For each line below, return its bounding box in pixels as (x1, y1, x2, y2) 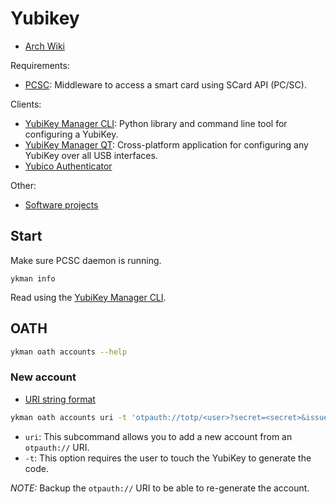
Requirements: (10, 59, 70, 71)
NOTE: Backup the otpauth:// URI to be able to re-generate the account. (10, 482, 310, 494)
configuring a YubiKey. (24, 128, 119, 140)
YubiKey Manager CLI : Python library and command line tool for (24, 117, 288, 129)
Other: (10, 179, 37, 191)
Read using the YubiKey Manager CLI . (10, 291, 167, 303)
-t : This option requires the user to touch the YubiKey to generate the (24, 452, 312, 464)
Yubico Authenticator (24, 160, 113, 172)
